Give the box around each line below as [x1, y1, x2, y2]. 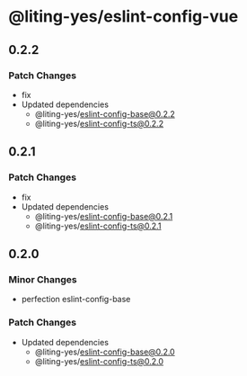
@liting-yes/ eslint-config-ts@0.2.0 [34, 355, 163, 366]
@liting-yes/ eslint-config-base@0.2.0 [34, 346, 176, 357]
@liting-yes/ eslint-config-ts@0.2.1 [34, 220, 162, 231]
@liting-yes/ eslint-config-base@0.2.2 [34, 108, 176, 119]
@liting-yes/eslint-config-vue [8, 6, 239, 27]
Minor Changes [8, 273, 77, 285]
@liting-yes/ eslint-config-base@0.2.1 [34, 210, 173, 221]
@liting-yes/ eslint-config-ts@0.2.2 [34, 118, 163, 129]
